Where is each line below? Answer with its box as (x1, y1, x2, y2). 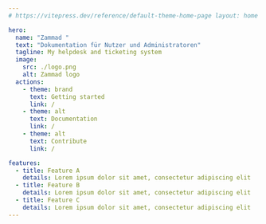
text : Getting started (29, 92, 105, 100)
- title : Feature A (15, 167, 80, 175)
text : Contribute (29, 137, 88, 145)
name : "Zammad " (15, 33, 69, 41)
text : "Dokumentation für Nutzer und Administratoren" (15, 41, 201, 49)
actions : (15, 77, 45, 86)
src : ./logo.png (22, 63, 77, 72)
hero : (8, 26, 26, 34)
